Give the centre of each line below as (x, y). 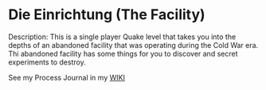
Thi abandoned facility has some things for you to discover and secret (123, 53)
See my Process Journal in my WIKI (67, 77)
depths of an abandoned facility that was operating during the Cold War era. (133, 45)
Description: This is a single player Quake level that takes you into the (122, 37)
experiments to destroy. (47, 62)
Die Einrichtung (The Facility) (107, 15)
